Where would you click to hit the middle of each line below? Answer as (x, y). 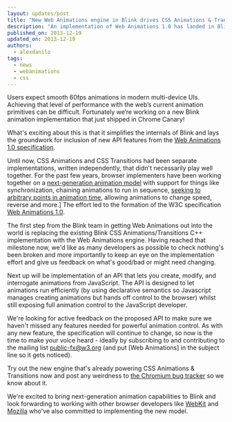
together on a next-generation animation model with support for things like (113, 183)
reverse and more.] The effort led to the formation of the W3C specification (114, 205)
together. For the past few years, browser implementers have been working (114, 175)
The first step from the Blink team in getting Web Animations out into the (110, 226)
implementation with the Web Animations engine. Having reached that (106, 240)
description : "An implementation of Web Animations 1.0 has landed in (111, 26)
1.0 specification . (31, 147)
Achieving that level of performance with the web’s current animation (105, 105)
